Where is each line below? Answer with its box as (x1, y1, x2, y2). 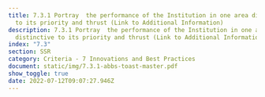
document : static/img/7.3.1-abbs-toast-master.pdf (8, 63, 178, 70)
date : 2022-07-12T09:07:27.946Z (8, 77, 114, 84)
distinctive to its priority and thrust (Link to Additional (15, 33, 221, 41)
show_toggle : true (8, 70, 69, 77)
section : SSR (8, 48, 51, 56)
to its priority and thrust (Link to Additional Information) (15, 19, 224, 27)
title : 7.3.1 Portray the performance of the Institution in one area (8, 11, 248, 20)
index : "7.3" (8, 41, 51, 48)
